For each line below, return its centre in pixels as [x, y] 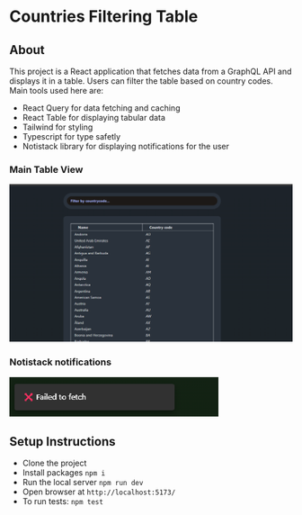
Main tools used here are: [57, 90]
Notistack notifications [61, 362]
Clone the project [54, 463]
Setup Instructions [62, 442]
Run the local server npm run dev [83, 483]
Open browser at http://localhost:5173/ [99, 492]
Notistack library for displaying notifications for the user [126, 146]
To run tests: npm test [62, 501]
